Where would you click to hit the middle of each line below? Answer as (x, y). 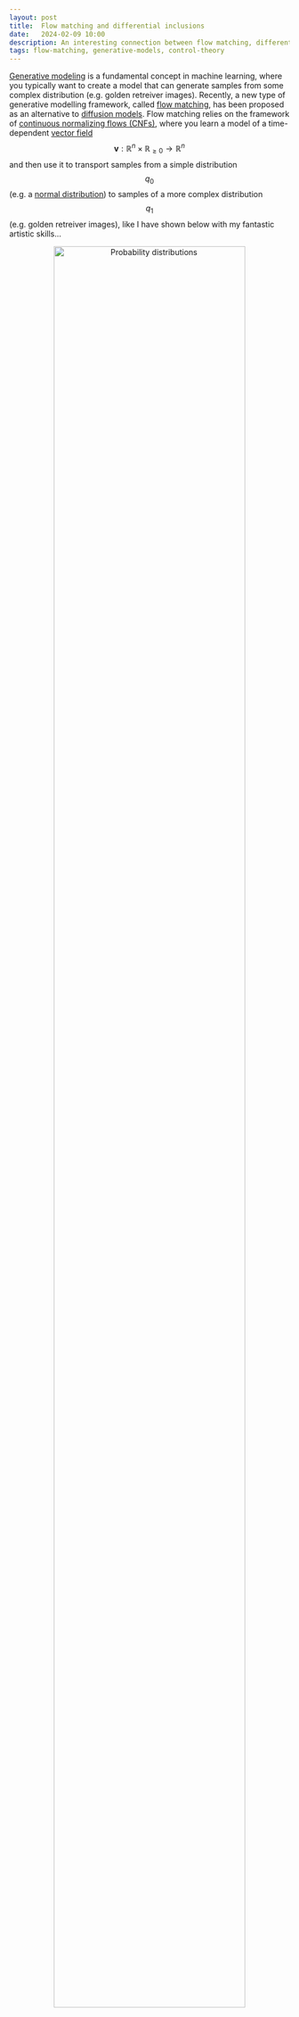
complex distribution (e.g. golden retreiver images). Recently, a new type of (148, 95)
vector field (72, 133)
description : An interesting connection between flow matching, (131, 42)
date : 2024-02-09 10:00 (57, 34)
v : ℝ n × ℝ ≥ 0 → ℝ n (149, 149)
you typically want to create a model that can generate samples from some (146, 86)
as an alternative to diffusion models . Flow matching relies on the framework (149, 114)
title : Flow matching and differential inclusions (107, 26)
